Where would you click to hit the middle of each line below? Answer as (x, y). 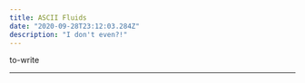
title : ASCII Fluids (49, 18)
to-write (25, 60)
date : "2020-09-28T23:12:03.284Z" (75, 26)
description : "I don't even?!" (69, 34)
